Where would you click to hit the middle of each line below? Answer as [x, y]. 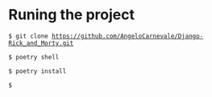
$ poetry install [37, 71]
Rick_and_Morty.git [41, 43]
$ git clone [28, 36]
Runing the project [72, 15]
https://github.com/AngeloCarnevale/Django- [127, 36]
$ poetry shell [34, 57]
